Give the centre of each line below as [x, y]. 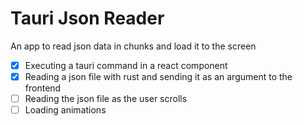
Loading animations [65, 110]
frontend [43, 88]
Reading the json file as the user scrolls [106, 99]
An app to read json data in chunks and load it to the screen [133, 46]
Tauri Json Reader [87, 18]
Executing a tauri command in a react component [126, 65]
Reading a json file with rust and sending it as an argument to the [158, 76]
